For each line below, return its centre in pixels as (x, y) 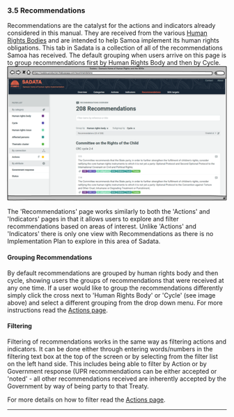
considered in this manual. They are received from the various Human (107, 33)
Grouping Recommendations (50, 258)
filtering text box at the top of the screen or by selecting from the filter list (112, 356)
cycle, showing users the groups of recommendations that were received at (116, 280)
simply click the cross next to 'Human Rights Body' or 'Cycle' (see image (111, 295)
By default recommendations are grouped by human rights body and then (113, 273)
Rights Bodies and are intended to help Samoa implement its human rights (113, 41)
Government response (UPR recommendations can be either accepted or (112, 371)
